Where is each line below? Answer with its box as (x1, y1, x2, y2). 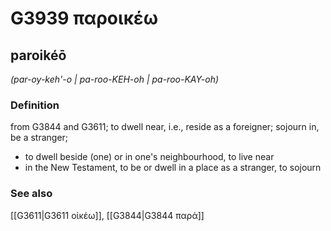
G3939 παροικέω (10, 7, 159, 30)
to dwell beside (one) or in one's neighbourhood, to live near (24, 151, 275, 163)
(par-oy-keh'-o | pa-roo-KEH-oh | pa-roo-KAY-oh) (10, 73, 220, 85)
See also (10, 187, 53, 201)
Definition (10, 98, 60, 112)
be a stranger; (10, 132, 69, 144)
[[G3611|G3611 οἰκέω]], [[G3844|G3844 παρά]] (10, 209, 205, 221)
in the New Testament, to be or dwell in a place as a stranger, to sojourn (24, 162, 322, 174)
